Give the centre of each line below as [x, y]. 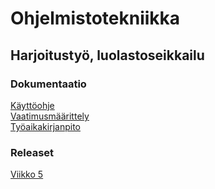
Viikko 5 [27, 174]
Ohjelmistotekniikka [95, 18]
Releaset [32, 152]
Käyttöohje [32, 105]
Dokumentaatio [48, 84]
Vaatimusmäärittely [50, 116]
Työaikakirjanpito [45, 126]
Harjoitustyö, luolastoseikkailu [107, 55]
